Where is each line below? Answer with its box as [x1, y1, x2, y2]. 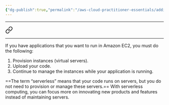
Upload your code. [12, 63, 51, 69]
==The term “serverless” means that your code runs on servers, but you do [5, 78, 161, 84]
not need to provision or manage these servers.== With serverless [5, 83, 143, 89]
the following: [5, 48, 34, 54]
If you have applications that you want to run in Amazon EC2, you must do [5, 42, 158, 48]
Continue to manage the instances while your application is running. [12, 68, 153, 74]
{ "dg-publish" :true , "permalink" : [5, 7, 75, 13]
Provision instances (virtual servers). [12, 57, 89, 63]
